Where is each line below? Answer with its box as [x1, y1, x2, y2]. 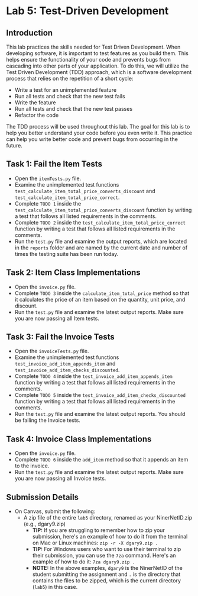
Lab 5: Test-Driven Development [6, 4, 169, 18]
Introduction [6, 28, 53, 38]
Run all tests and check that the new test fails [14, 93, 125, 100]
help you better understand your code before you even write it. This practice [6, 129, 193, 136]
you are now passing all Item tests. [14, 315, 99, 322]
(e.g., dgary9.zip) [23, 520, 66, 528]
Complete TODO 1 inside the [14, 200, 82, 207]
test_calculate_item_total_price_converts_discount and [14, 187, 155, 194]
